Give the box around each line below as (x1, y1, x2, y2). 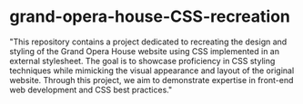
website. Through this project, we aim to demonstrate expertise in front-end (9, 74, 294, 85)
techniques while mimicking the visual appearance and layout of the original (9, 65, 295, 76)
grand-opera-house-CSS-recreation (9, 6, 291, 27)
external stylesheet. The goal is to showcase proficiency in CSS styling (9, 55, 276, 66)
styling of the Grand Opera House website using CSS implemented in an (9, 45, 280, 56)
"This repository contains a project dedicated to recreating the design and (9, 36, 288, 47)
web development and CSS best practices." (9, 84, 173, 95)
